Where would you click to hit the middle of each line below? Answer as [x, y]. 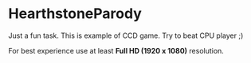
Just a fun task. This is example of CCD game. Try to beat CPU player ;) [126, 35]
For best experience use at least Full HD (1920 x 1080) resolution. [116, 50]
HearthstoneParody [75, 14]
